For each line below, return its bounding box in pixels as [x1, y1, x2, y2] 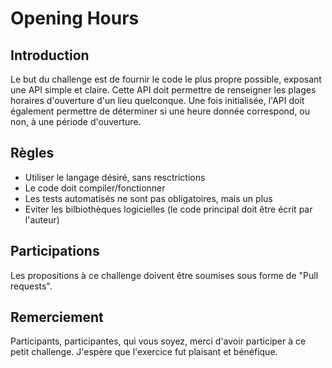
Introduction [10, 47, 90, 64]
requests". [10, 280, 53, 292]
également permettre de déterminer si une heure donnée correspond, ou [10, 105, 311, 117]
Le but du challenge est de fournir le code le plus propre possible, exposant [10, 73, 322, 85]
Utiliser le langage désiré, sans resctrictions [24, 171, 206, 183]
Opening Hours [10, 7, 140, 30]
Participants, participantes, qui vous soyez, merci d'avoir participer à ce [10, 335, 307, 347]
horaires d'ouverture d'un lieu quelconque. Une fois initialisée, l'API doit [10, 95, 305, 106]
